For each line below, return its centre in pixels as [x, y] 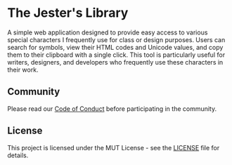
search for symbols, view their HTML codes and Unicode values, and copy [115, 47]
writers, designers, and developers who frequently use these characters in [115, 62]
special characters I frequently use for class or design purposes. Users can [116, 39]
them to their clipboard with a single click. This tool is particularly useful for [116, 55]
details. [18, 155]
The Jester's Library [68, 13]
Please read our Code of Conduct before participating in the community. [112, 108]
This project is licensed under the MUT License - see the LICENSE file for [114, 147]
